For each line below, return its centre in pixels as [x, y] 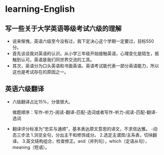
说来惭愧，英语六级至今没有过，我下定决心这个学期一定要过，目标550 [83, 41]
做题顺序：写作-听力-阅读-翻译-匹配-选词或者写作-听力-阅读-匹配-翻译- [85, 112]
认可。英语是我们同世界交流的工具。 [58, 60]
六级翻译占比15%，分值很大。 [42, 101]
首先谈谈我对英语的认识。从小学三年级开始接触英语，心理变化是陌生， [83, 53]
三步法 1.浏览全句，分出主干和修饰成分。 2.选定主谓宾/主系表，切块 [85, 135]
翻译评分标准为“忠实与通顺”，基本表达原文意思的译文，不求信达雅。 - [83, 128]
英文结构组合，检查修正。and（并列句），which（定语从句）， [88, 141]
